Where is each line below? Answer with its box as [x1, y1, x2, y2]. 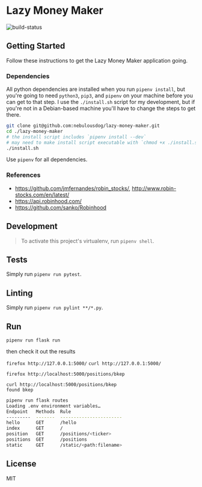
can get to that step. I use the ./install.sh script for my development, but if [6, 99, 195, 106]
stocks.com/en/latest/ [14, 191, 70, 198]
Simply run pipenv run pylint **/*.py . [6, 304, 103, 311]
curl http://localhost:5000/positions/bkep [6, 381, 117, 388]
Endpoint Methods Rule [6, 408, 71, 415]
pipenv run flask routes [6, 397, 69, 403]
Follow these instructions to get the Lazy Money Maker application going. [6, 57, 188, 64]
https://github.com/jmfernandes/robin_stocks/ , [14, 185, 131, 192]
